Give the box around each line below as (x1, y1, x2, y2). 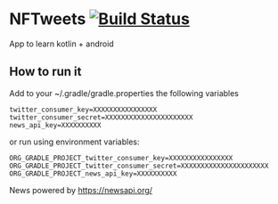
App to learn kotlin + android (9, 38, 114, 49)
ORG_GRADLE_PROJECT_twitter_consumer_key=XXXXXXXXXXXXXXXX (9, 153, 233, 162)
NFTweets (9, 9, 86, 29)
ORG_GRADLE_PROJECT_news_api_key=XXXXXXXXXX (9, 169, 177, 178)
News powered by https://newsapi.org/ (9, 184, 153, 195)
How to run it (9, 64, 82, 79)
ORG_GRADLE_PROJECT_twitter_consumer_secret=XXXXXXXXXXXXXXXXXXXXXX (9, 161, 269, 170)
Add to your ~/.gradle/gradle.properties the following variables (9, 87, 239, 98)
